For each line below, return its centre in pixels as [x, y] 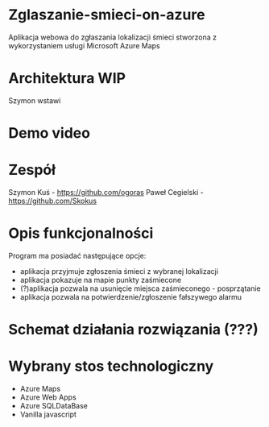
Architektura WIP [67, 79]
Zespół [32, 170]
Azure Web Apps [48, 397]
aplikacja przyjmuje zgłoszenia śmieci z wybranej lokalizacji [119, 271]
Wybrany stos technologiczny [111, 366]
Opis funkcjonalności [81, 233]
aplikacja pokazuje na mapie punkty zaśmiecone [101, 280]
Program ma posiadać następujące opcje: [77, 255]
